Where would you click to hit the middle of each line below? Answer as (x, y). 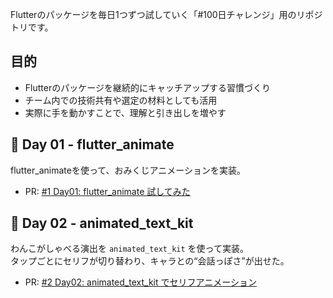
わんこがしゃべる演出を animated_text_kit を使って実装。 (129, 249)
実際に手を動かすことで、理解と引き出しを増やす (125, 112)
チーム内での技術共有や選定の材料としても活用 (121, 100)
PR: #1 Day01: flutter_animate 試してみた (107, 191)
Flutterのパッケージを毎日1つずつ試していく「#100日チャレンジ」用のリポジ (166, 14)
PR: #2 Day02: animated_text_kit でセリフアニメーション (140, 282)
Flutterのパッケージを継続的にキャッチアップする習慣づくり (147, 87)
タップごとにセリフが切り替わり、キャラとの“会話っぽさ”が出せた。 (150, 261)
